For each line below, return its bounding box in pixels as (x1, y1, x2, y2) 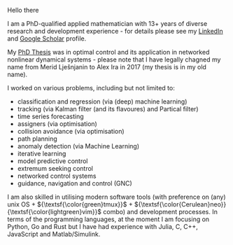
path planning (17, 134, 57, 143)
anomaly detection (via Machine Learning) (17, 142, 140, 150)
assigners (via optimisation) (17, 120, 98, 128)
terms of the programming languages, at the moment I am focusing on (7, 215, 210, 223)
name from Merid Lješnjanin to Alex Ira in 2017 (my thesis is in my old (7, 63, 206, 71)
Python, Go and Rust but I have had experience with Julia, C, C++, (7, 223, 198, 230)
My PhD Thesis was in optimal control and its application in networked (7, 48, 210, 56)
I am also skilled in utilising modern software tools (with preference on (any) (7, 192, 226, 201)
